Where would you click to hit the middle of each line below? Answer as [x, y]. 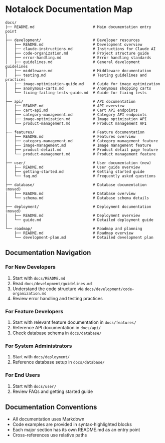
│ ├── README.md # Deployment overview [73, 215]
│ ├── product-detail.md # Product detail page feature [81, 150]
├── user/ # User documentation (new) [78, 163]
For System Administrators [39, 346]
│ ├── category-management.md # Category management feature [81, 141]
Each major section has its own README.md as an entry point [76, 430]
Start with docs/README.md [39, 278]
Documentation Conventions [51, 407]
